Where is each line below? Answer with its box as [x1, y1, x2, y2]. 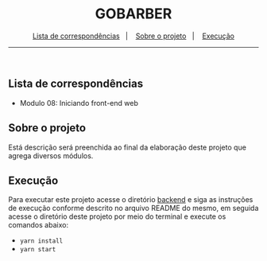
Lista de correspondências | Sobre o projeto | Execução [32, 31, 234, 41]
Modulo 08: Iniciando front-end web [19, 98, 139, 107]
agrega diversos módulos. [8, 150, 94, 160]
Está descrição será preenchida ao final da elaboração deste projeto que [8, 142, 246, 152]
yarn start [19, 246, 56, 254]
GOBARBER [95, 5, 172, 23]
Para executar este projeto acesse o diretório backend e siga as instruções [8, 195, 253, 205]
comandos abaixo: [8, 220, 69, 230]
